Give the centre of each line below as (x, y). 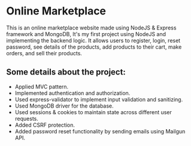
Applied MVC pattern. (42, 87)
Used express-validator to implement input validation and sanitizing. (99, 99)
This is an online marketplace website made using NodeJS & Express (91, 28)
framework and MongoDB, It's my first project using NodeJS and (86, 34)
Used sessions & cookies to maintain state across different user (93, 112)
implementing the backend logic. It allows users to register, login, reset (93, 40)
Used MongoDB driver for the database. (64, 106)
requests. (27, 118)
